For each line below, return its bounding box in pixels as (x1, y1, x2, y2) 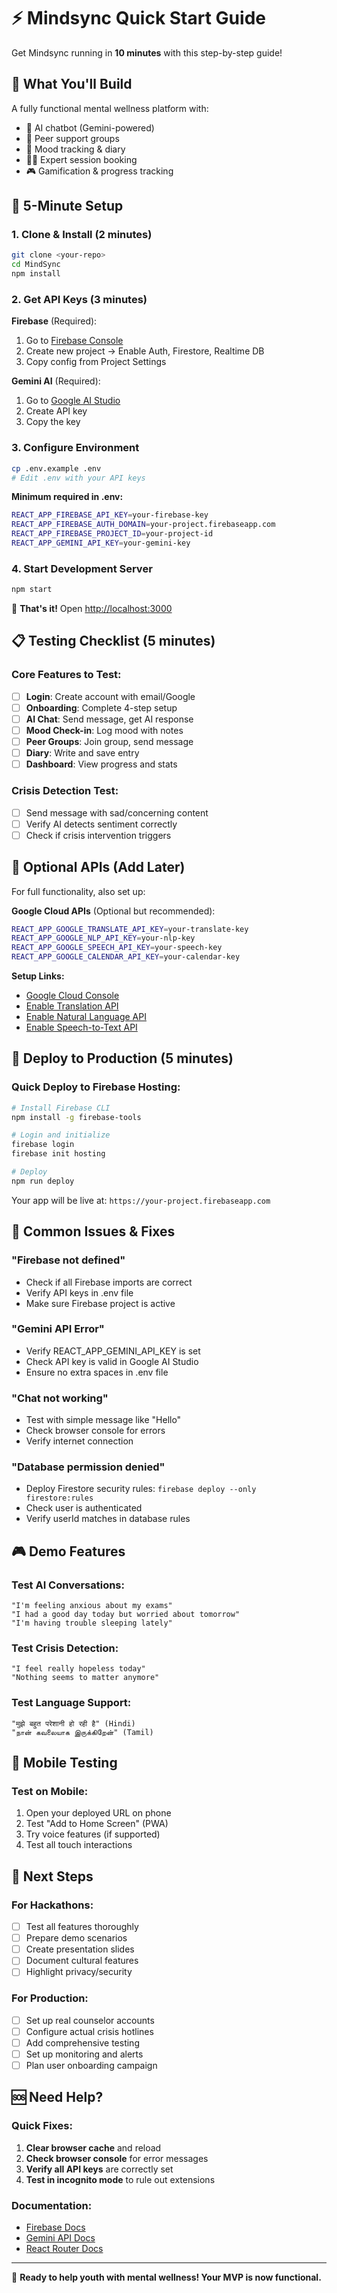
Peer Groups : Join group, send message (25, 736, 194, 748)
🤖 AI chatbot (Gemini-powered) (25, 121, 155, 134)
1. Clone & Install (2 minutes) (11, 228, 153, 242)
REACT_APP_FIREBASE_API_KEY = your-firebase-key (11, 510, 209, 520)
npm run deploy (11, 1176, 75, 1186)
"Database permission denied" (11, 1460, 166, 1474)
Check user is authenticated (25, 1502, 143, 1514)
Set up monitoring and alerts (25, 2048, 144, 2060)
